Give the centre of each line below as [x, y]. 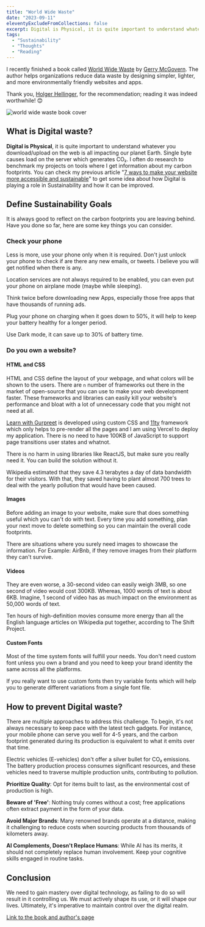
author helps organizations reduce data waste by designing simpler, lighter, [101, 75]
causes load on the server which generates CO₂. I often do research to [95, 159]
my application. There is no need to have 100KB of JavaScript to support [98, 435]
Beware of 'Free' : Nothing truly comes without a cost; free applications [96, 802]
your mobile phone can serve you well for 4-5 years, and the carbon [92, 735]
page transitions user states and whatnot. [59, 442]
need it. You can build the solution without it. [62, 460]
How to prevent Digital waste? [65, 707]
